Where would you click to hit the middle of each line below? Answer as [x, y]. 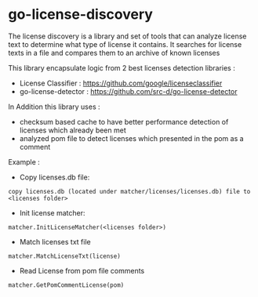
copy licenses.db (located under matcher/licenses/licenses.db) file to [129, 191]
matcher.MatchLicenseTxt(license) [65, 256]
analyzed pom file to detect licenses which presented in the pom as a [132, 138]
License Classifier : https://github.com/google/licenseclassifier [121, 83]
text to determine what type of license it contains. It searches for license [125, 44]
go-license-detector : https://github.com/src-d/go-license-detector [128, 91]
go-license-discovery [80, 14]
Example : [24, 161]
